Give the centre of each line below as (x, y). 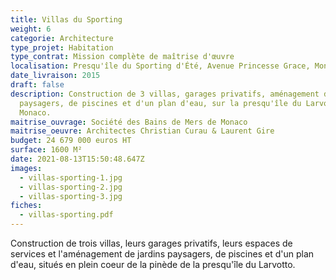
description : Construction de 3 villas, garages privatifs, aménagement (165, 94)
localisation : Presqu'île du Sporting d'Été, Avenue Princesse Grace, (160, 66)
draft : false (37, 85)
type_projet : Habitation (62, 47)
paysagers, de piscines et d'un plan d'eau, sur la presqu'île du (160, 103)
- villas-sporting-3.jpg (71, 196)
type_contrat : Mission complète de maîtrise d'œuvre (122, 57)
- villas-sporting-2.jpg (71, 187)
